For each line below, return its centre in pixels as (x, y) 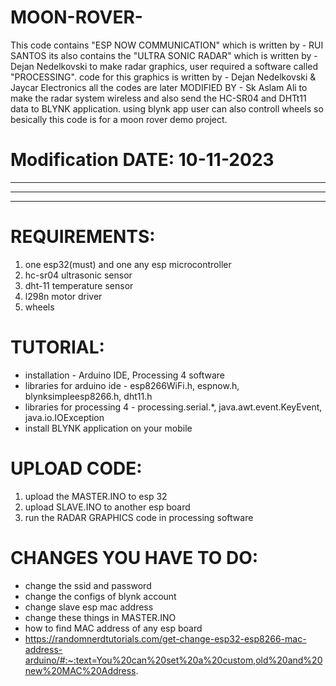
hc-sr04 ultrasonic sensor (78, 275)
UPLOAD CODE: (76, 468)
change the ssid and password (88, 585)
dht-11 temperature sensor (79, 285)
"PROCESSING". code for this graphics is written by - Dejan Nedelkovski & (163, 77)
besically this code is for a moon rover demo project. (119, 119)
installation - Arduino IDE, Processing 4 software (125, 375)
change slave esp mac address (89, 607)
